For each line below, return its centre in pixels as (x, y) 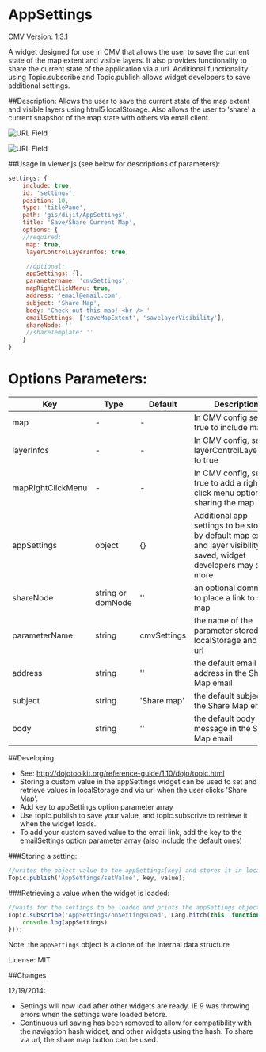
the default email (225, 663)
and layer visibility (227, 545)
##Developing (31, 758)
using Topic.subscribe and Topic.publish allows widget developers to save (129, 77)
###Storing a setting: (43, 856)
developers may (224, 565)
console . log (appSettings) (65, 922)
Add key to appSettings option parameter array (96, 807)
